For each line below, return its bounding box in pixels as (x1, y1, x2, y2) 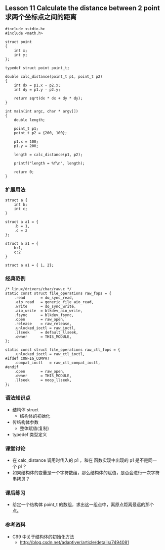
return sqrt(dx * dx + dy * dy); (14, 96, 83, 101)
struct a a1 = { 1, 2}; (5, 263, 54, 268)
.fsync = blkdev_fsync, (14, 313, 74, 318)
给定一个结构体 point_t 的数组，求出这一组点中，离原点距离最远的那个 (12, 501, 154, 507)
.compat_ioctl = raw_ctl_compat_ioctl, (14, 360, 100, 366)
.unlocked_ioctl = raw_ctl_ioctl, (14, 352, 85, 357)
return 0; (14, 169, 35, 174)
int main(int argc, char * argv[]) (5, 109, 79, 113)
